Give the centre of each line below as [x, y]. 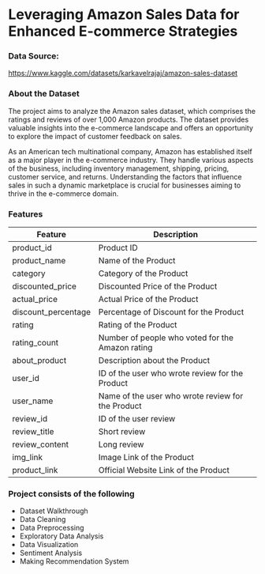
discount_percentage [52, 312]
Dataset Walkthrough [54, 511]
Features [26, 213]
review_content [41, 444]
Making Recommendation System [74, 561]
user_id [26, 379]
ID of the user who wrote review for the [170, 373]
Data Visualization [49, 545]
